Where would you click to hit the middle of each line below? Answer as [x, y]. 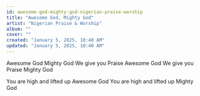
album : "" [19, 29]
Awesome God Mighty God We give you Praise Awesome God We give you [100, 63]
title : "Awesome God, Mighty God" [50, 18]
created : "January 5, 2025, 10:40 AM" [55, 40]
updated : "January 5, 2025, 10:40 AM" [55, 46]
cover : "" [19, 35]
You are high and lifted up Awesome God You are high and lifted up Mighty [100, 81]
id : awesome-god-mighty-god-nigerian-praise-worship [75, 12]
